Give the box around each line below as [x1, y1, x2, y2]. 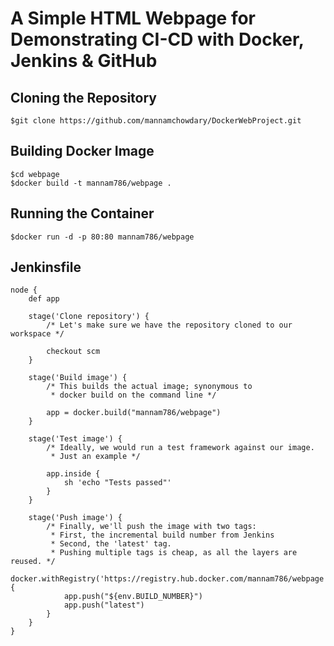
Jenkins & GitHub [10, 50, 158, 72]
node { [10, 285, 38, 296]
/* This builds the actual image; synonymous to [46, 382, 253, 392]
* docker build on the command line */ [50, 390, 217, 401]
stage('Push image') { [28, 513, 123, 523]
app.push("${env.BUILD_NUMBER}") [63, 592, 203, 602]
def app [28, 294, 60, 304]
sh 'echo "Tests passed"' [63, 478, 172, 488]
